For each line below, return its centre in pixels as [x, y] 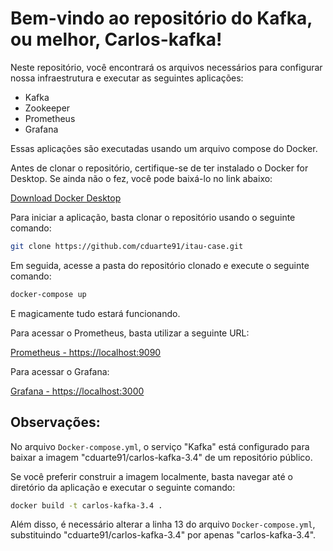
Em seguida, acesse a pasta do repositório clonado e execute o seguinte [160, 265]
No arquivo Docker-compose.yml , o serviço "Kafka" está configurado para [160, 446]
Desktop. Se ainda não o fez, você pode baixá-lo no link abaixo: [141, 178]
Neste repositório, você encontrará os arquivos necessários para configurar [166, 67]
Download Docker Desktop [66, 198]
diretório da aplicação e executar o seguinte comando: [123, 487]
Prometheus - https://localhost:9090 [86, 352]
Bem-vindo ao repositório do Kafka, [161, 18]
